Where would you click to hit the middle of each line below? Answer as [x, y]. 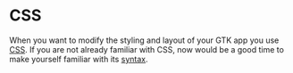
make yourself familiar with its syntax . [79, 59]
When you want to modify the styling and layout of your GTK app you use [144, 40]
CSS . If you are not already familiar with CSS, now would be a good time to [146, 49]
